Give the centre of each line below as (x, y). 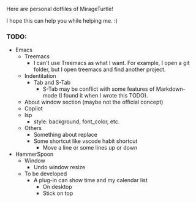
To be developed (46, 174)
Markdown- (171, 89)
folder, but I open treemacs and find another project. (100, 69)
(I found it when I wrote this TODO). (103, 96)
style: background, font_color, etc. (77, 121)
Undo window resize (59, 167)
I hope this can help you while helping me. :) (62, 21)
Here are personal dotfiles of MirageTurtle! (60, 9)
